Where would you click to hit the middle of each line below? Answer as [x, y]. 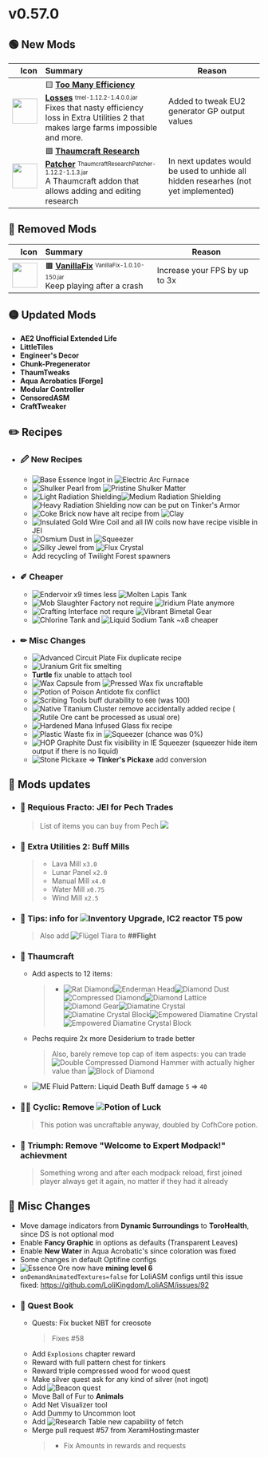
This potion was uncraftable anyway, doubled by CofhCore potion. [149, 1124]
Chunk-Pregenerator [55, 363]
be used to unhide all [208, 171]
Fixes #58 [68, 1339]
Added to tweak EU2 [207, 101]
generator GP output [207, 111]
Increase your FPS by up [203, 271]
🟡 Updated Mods [52, 315]
